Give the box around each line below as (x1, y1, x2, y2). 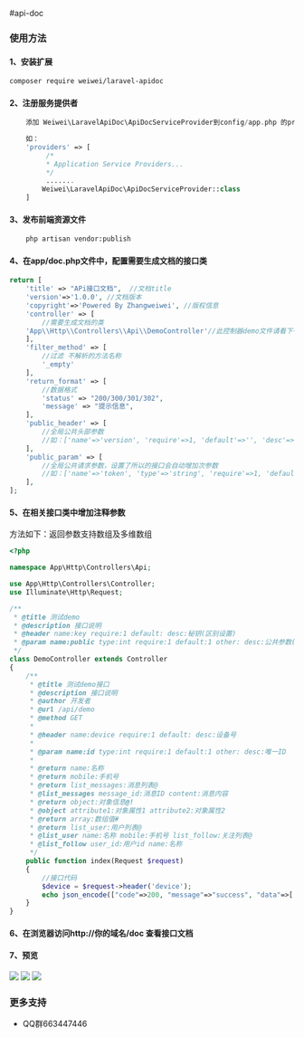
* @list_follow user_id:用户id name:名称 (29, 840, 183, 849)
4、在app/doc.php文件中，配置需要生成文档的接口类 (9, 255, 208, 266)
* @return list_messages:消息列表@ (29, 781, 158, 790)
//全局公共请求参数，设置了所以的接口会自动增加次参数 (42, 461, 219, 470)
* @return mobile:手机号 (29, 773, 119, 782)
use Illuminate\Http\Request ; (9, 587, 124, 596)
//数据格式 (42, 385, 78, 395)
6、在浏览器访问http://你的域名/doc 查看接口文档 (9, 928, 194, 938)
